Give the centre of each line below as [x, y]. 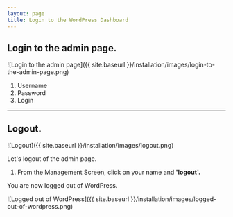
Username [32, 86]
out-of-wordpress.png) [40, 207]
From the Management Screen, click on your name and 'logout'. [109, 172]
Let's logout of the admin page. [52, 159]
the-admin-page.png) [38, 72]
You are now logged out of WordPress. [62, 186]
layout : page [26, 14]
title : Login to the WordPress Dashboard [68, 20]
